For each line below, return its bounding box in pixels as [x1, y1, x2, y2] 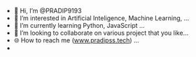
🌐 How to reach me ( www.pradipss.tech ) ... [13, 36, 140, 44]
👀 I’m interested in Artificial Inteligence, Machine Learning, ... [13, 14, 190, 22]
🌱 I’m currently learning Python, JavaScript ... [13, 22, 145, 29]
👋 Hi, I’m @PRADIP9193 [13, 7, 82, 15]
